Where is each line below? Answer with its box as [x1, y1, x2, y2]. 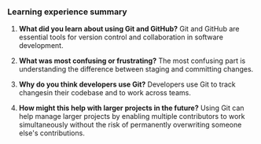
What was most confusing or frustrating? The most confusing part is [18, 56, 246, 65]
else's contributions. [18, 128, 86, 138]
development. [18, 41, 64, 50]
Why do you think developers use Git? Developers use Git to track [18, 79, 237, 89]
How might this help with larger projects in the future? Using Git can [18, 103, 244, 113]
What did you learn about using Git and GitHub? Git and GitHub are [18, 24, 240, 34]
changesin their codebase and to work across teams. [18, 88, 192, 98]
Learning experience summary [7, 6, 127, 17]
